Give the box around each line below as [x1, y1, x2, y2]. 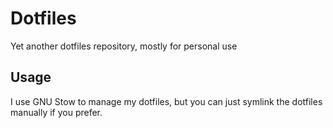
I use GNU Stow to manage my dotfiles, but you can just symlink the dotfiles [10, 95, 323, 107]
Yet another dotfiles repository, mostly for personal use [10, 40, 238, 52]
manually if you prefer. [10, 106, 103, 118]
